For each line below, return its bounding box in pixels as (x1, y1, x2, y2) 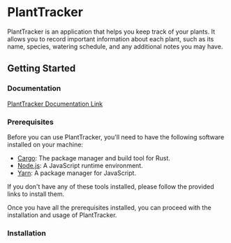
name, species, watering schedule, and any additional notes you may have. (7, 42, 223, 50)
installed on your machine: (7, 140, 84, 148)
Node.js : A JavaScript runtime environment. (17, 161, 143, 169)
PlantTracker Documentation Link (7, 99, 103, 108)
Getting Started (7, 62, 76, 74)
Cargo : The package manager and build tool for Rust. (17, 153, 171, 162)
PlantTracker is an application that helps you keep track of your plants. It (7, 27, 215, 36)
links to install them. (7, 190, 65, 198)
